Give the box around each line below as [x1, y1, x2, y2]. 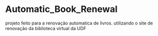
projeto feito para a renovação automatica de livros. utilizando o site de [5, 20, 153, 26]
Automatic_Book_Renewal [5, 3, 118, 15]
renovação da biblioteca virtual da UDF [5, 25, 87, 31]
